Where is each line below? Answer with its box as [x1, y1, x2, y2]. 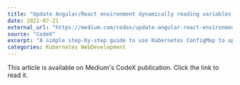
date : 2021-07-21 [7, 17, 59, 24]
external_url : [7, 24, 50, 31]
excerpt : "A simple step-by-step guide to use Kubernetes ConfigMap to [7, 37, 225, 44]
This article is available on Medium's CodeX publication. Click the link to [7, 64, 219, 71]
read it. [7, 71, 29, 79]
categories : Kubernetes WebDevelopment [7, 44, 126, 51]
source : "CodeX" [7, 30, 56, 38]
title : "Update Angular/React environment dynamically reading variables [7, 10, 232, 18]
